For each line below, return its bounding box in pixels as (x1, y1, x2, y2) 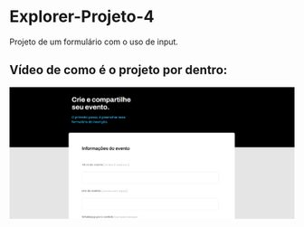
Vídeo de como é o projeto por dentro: (9, 62, 228, 78)
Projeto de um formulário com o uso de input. (9, 36, 179, 47)
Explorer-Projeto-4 (9, 6, 156, 27)
